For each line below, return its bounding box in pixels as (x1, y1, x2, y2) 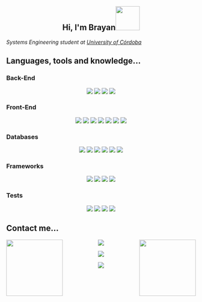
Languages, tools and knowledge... (6, 56, 141, 66)
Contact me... (6, 223, 59, 234)
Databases (6, 133, 38, 141)
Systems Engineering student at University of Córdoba (6, 38, 142, 46)
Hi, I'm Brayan (62, 22, 116, 33)
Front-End (6, 103, 37, 112)
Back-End (6, 74, 35, 82)
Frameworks (6, 162, 44, 171)
